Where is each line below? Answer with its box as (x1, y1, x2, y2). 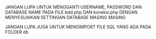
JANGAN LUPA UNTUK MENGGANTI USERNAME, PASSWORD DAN (5, 4, 142, 10)
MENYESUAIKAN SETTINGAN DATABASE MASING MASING (5, 15, 126, 20)
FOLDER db (5, 29, 29, 35)
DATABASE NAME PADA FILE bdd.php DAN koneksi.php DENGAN (5, 9, 138, 15)
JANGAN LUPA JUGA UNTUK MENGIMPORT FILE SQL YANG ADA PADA (5, 24, 152, 30)
